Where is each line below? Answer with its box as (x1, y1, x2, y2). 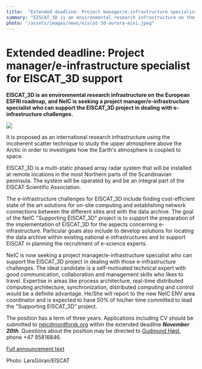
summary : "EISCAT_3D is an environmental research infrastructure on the (6, 14, 195, 20)
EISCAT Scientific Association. (6, 184, 81, 191)
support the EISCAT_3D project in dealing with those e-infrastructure (6, 258, 176, 265)
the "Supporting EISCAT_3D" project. (6, 303, 97, 310)
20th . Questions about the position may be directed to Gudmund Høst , (6, 327, 182, 335)
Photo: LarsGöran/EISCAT (6, 357, 70, 364)
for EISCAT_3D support (6, 72, 123, 85)
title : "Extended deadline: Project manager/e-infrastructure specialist (6, 8, 198, 15)
